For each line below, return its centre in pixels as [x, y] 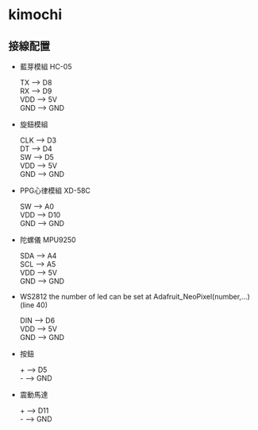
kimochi [35, 15]
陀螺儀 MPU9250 [48, 240]
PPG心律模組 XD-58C [55, 190]
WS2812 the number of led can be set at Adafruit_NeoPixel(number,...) [135, 297]
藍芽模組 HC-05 [46, 66]
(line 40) [34, 305]
